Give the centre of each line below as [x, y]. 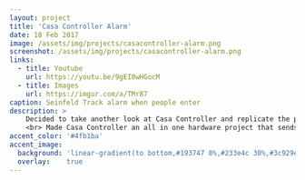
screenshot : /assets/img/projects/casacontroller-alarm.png [126, 52]
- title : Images [48, 85]
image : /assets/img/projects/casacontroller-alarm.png [115, 43]
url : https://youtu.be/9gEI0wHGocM [93, 77]
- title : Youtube [50, 69]
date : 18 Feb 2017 [44, 35]
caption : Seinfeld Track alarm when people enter [105, 102]
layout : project [40, 18]
